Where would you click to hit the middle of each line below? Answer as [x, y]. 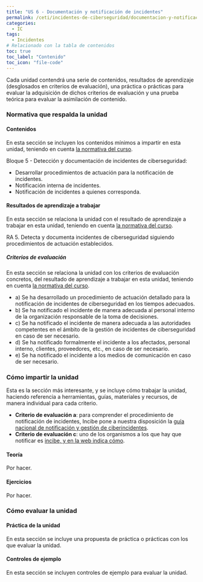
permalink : [20, 18]
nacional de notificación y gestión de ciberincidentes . [82, 428]
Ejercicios [19, 482]
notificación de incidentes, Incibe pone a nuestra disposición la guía [100, 422]
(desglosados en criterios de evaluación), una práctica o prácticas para [95, 86]
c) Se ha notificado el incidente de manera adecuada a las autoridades [103, 323]
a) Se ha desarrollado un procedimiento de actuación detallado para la [102, 297]
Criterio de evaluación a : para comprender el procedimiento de [94, 415]
